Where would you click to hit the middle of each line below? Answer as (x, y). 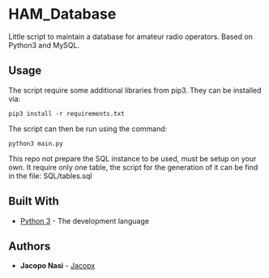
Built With (34, 201)
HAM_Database (62, 14)
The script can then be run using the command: (88, 128)
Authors (30, 246)
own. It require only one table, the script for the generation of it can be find (133, 167)
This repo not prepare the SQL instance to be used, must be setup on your (132, 158)
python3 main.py (36, 143)
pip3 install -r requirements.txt (67, 113)
